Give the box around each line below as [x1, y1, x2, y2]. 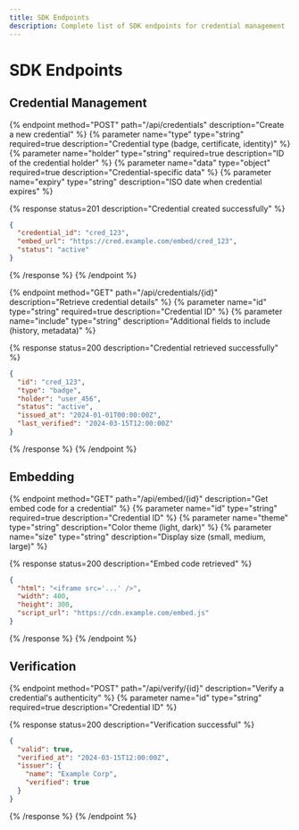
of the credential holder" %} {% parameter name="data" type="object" [9, 157, 270, 168]
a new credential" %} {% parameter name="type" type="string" [9, 129, 244, 140]
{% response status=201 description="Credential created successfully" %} [9, 203, 286, 214]
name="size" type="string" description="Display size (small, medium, [9, 531, 266, 542]
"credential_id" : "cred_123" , [17, 229, 129, 238]
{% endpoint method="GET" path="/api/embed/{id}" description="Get [9, 493, 269, 504]
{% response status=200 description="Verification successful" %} [9, 719, 255, 730]
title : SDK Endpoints [9, 13, 90, 22]
